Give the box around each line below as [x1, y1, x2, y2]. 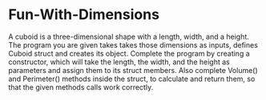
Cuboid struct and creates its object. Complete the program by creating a [8, 48, 250, 58]
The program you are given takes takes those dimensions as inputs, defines [8, 40, 259, 49]
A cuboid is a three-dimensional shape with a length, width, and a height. [8, 32, 250, 41]
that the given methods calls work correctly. [8, 82, 154, 92]
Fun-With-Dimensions [8, 6, 160, 24]
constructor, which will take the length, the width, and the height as [8, 57, 230, 67]
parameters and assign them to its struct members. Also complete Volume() [8, 65, 258, 75]
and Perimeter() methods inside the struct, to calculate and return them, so [8, 74, 256, 83]
